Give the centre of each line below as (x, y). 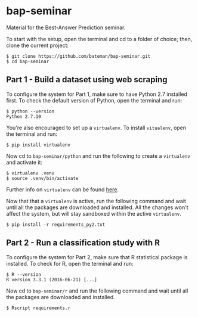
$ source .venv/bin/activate (42, 178)
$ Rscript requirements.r (38, 308)
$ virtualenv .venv (30, 173)
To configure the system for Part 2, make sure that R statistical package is (97, 257)
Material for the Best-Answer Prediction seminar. (66, 27)
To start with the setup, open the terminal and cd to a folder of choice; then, (99, 39)
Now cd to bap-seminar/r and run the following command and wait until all (97, 291)
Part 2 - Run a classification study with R (83, 243)
